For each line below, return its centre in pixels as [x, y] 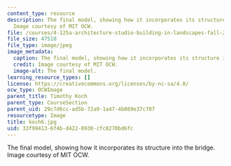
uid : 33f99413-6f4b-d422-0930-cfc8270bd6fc [70, 128]
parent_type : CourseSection [47, 103]
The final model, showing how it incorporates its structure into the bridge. [111, 147]
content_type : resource [41, 13]
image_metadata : [30, 52]
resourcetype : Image [37, 115]
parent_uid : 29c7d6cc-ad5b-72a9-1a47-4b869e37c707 [81, 109]
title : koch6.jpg [32, 122]
